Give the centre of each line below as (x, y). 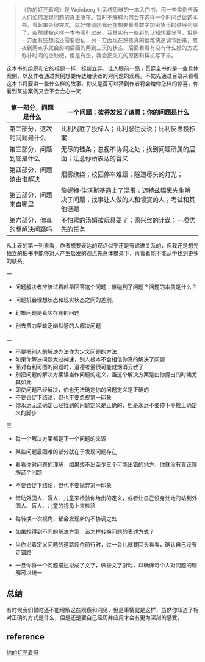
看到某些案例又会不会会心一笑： (46, 91)
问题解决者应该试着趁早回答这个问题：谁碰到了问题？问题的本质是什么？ (106, 287)
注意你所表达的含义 (100, 158)
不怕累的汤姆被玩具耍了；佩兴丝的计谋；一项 (125, 220)
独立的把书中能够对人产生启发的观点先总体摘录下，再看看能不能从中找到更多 (103, 253)
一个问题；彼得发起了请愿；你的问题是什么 (128, 112)
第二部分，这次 (31, 129)
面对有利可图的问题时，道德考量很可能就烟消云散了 (79, 367)
